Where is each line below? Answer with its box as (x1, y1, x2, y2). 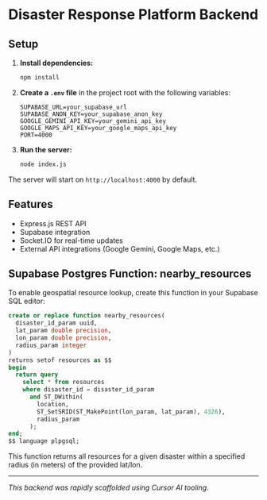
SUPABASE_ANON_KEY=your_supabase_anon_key (19, 110, 163, 118)
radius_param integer (15, 341, 87, 349)
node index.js (19, 160, 67, 168)
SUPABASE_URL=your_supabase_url (19, 103, 127, 111)
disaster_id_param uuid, (15, 319, 98, 327)
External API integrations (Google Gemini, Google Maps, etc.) (19, 244, 220, 253)
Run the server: (19, 144, 73, 154)
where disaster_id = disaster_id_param (22, 386, 155, 394)
